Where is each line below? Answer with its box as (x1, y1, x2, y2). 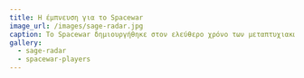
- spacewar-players (17, 55, 91, 64)
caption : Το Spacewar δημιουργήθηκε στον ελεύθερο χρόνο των (9, 30, 245, 39)
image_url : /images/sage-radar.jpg (9, 22, 144, 30)
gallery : (9, 38, 43, 48)
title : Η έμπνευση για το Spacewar (9, 13, 144, 22)
